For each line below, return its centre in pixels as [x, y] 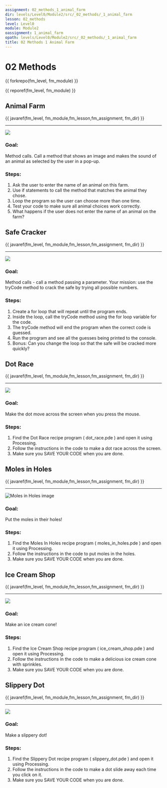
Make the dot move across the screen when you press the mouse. [73, 414]
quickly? [21, 348]
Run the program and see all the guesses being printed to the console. [84, 338]
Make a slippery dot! [26, 735]
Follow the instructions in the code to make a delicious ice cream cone [84, 659]
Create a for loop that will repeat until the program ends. [70, 311]
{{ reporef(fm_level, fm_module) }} [41, 90]
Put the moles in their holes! [34, 520]
